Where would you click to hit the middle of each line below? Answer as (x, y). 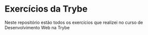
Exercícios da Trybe (46, 9)
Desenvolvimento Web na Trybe (37, 27)
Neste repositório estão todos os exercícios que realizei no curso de (74, 22)
